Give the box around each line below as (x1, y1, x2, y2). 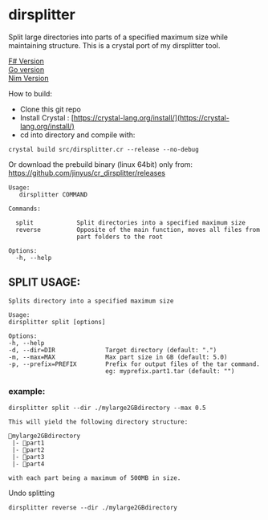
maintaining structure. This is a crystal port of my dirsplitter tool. (8, 40, 221, 50)
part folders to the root (76, 233, 163, 241)
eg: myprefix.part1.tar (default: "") (105, 367, 235, 375)
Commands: (8, 205, 42, 213)
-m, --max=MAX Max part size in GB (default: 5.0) (8, 353, 228, 361)
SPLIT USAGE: (8, 275, 81, 290)
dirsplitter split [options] (8, 318, 106, 326)
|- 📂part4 (11, 460, 45, 469)
